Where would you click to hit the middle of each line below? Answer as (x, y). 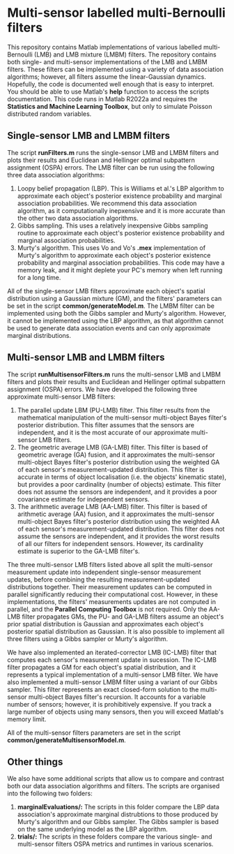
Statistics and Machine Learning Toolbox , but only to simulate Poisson (110, 106)
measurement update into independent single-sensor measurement (104, 572)
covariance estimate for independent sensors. (83, 499)
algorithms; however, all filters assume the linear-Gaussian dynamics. (107, 76)
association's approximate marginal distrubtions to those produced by (117, 814)
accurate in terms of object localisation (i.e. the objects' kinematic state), (122, 477)
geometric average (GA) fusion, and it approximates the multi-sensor (116, 455)
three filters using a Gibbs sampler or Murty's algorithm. (88, 639)
